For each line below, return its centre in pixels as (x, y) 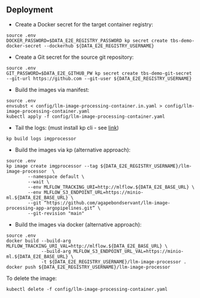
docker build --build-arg (38, 241)
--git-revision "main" (56, 213)
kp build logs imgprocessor (41, 138)
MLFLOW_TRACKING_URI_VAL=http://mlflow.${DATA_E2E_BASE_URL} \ (87, 246)
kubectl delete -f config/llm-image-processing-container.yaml (87, 289)
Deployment (30, 10)
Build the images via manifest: (52, 90)
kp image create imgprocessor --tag (52, 166)
